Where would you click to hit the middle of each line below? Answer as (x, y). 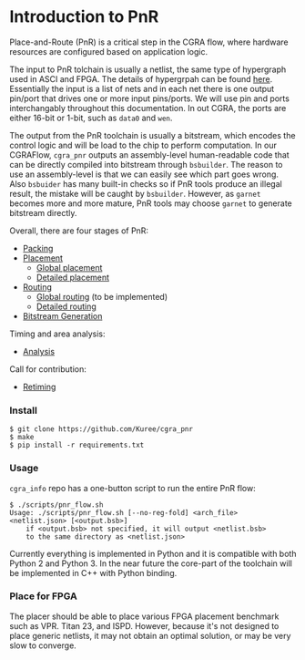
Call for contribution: (48, 369)
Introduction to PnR (84, 17)
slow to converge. (43, 645)
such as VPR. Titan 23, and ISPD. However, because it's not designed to (144, 625)
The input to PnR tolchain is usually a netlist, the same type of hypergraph (148, 69)
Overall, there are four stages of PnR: (79, 231)
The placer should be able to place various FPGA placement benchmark (144, 616)
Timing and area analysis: (58, 334)
